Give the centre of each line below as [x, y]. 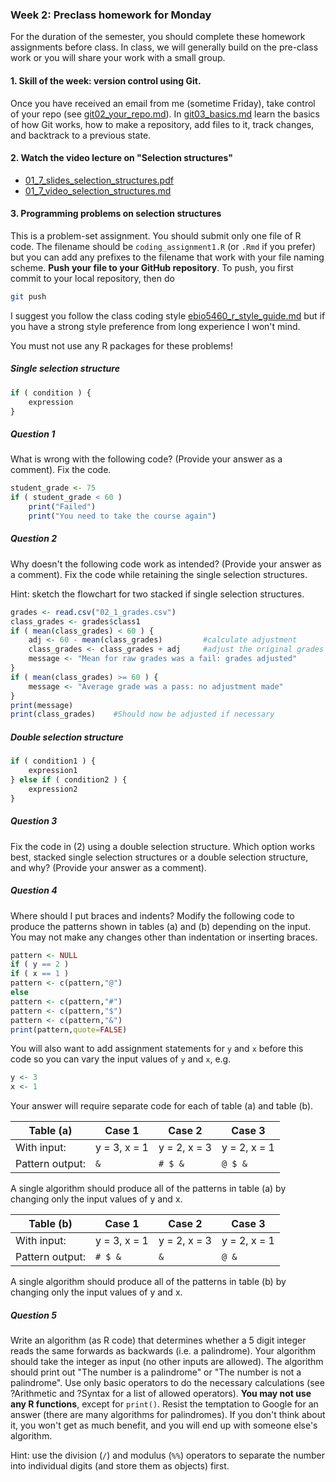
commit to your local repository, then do [92, 278]
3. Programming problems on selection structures [116, 214]
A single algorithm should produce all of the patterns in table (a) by [148, 1189]
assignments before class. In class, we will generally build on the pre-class [164, 47]
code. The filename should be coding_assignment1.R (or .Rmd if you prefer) [163, 246]
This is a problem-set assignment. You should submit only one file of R [156, 235]
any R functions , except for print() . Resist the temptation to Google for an [164, 1404]
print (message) [42, 705]
